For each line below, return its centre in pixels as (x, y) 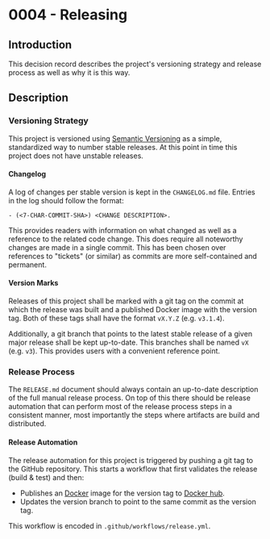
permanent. (27, 265)
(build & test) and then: (46, 477)
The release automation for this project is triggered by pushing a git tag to (131, 460)
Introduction (40, 45)
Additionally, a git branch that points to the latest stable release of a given (130, 334)
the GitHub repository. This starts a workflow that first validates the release (133, 469)
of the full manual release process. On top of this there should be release (130, 398)
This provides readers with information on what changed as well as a (123, 230)
